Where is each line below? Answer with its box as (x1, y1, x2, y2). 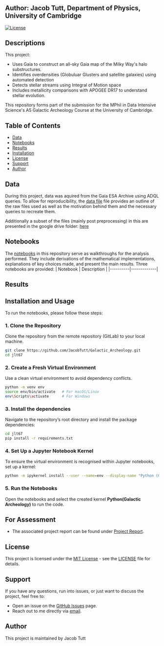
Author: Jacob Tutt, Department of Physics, (5, 4, 141, 12)
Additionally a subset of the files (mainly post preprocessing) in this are (5, 218, 148, 224)
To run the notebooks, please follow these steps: (5, 310, 103, 316)
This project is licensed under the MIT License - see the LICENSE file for (5, 556, 150, 562)
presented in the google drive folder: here (5, 224, 89, 229)
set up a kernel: (5, 464, 37, 470)
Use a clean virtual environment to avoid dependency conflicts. (5, 375, 132, 381)
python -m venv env (5, 385, 45, 390)
